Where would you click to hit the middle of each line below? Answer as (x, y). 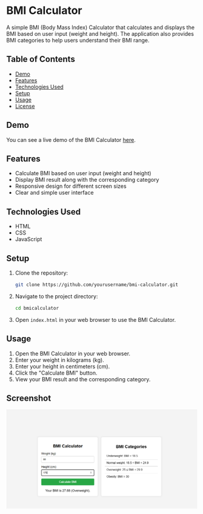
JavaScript (28, 239)
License (25, 106)
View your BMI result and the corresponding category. (83, 379)
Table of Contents (41, 59)
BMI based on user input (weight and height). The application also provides (100, 33)
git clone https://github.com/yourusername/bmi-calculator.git (97, 285)
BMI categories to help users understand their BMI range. (78, 40)
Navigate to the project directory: (56, 296)
